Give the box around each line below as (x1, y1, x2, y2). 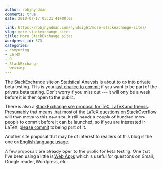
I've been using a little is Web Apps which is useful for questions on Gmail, (5, 153, 154, 159)
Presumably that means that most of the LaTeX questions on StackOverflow (5, 109, 157, 115)
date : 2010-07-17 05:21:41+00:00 (5, 16, 73, 21)
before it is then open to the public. (5, 94, 75, 100)
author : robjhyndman (5, 7, 47, 12)
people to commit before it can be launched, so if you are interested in (5, 119, 146, 125)
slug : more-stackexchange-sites (5, 30, 71, 34)
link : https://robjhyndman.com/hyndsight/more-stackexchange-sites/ (5, 25, 147, 30)
